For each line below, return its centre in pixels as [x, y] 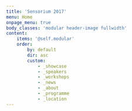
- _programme [53, 93]
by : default [42, 50]
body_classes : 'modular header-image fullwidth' [67, 28]
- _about [48, 88]
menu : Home [19, 17]
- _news [47, 83]
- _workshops [53, 77]
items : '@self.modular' [46, 39]
